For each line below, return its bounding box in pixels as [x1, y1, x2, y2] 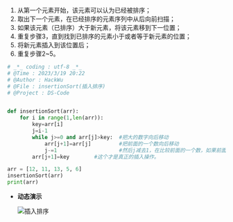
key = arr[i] [32, 121, 64, 128]
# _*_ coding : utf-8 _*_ [7, 63, 82, 70]
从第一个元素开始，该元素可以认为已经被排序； [17, 6, 151, 14]
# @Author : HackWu [7, 76, 64, 84]
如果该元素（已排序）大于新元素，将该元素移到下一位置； [17, 24, 182, 31]
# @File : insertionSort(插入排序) [7, 83, 106, 90]
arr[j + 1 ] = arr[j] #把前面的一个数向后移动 [44, 140, 179, 148]
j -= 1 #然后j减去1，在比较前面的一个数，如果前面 [44, 147, 227, 154]
